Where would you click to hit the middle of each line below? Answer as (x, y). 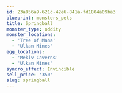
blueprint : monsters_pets (39, 18)
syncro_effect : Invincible (41, 69)
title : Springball (30, 23)
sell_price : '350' (30, 75)
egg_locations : (26, 52)
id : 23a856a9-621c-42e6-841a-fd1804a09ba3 (61, 12)
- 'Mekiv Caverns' (35, 58)
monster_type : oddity (34, 29)
